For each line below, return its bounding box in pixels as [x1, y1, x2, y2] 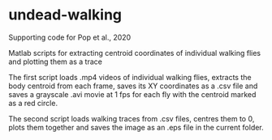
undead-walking [8, 6, 123, 24]
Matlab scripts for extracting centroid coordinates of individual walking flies [8, 48, 261, 57]
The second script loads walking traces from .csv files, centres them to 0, [8, 113, 255, 123]
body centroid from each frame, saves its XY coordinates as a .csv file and [8, 81, 258, 91]
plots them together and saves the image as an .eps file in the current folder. [8, 122, 264, 132]
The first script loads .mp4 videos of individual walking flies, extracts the [8, 72, 252, 82]
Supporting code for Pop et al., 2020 [8, 32, 132, 42]
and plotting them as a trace [8, 57, 103, 66]
